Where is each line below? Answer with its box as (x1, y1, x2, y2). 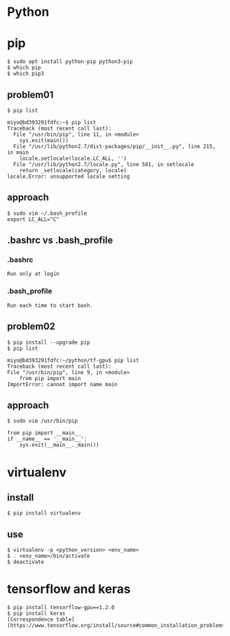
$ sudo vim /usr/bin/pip (7, 418, 78, 425)
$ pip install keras (7, 610, 66, 617)
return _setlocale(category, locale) (19, 167, 127, 174)
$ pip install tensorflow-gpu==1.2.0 (7, 604, 115, 611)
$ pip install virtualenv (7, 510, 81, 517)
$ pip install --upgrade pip (7, 339, 90, 346)
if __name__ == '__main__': (7, 436, 88, 443)
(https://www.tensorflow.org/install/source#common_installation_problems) (7, 622, 228, 629)
